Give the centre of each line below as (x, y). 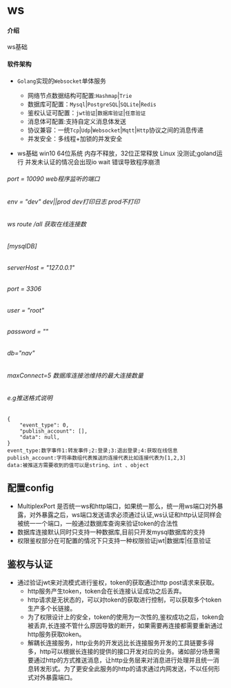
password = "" (28, 332)
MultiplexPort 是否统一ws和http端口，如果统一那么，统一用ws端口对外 (117, 506)
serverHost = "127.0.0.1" (41, 267)
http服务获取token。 (56, 634)
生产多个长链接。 (52, 608)
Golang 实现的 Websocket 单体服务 (62, 81)
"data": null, (40, 437)
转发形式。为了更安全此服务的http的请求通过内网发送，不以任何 (124, 669)
